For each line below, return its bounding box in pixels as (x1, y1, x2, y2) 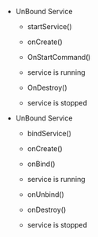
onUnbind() (27, 190, 64, 199)
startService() (27, 22, 72, 31)
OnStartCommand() (27, 53, 92, 61)
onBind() (27, 159, 56, 168)
